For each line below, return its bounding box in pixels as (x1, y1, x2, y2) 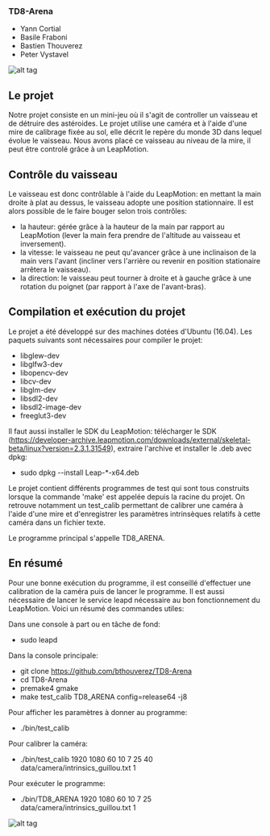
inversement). (19, 239, 67, 248)
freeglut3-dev (19, 410, 67, 420)
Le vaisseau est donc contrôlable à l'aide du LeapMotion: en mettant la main (8, 189, 262, 198)
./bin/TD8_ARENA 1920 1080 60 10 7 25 (19, 794, 152, 804)
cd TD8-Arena (19, 675, 69, 684)
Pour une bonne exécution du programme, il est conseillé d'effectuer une (8, 578, 251, 588)
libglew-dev (19, 351, 60, 360)
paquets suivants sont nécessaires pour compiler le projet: (8, 335, 203, 344)
